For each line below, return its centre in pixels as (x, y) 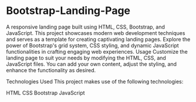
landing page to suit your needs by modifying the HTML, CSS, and (86, 58)
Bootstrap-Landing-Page (68, 11)
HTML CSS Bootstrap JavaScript (45, 93)
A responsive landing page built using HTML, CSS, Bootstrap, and (86, 27)
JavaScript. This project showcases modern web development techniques (96, 33)
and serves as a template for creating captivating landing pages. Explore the (98, 39)
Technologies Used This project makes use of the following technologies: (95, 81)
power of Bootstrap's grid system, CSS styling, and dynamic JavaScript (92, 45)
